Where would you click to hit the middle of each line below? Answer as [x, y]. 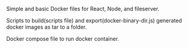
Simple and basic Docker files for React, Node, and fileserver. [83, 9]
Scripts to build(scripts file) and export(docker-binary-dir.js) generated [94, 20]
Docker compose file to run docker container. [63, 39]
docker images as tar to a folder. [47, 27]
